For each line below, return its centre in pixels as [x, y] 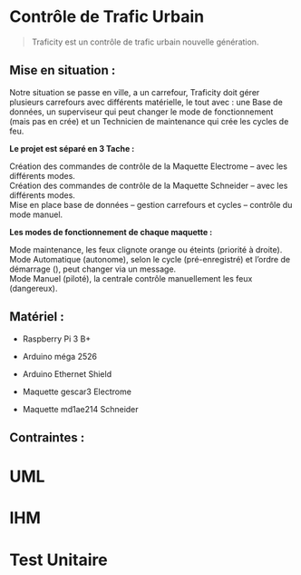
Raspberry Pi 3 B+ [57, 339]
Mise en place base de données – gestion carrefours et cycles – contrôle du [151, 204]
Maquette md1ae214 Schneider [80, 409]
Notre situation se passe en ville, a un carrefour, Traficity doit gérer [135, 92]
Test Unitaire [58, 560]
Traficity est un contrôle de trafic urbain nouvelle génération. [145, 42]
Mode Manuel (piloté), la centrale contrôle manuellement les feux [131, 278]
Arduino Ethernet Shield [67, 373]
